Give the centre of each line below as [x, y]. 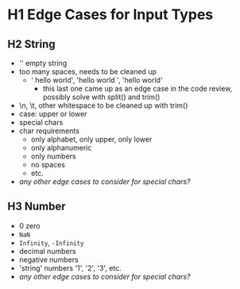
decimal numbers [47, 251]
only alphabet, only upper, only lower [91, 139]
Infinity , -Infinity [51, 242]
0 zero [29, 225]
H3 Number [37, 207]
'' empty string [43, 63]
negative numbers [48, 260]
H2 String [32, 44]
